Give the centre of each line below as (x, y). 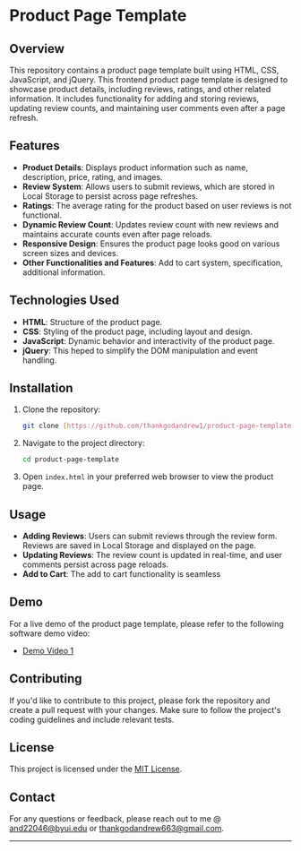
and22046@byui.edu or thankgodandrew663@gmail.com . (117, 829)
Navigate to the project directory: (83, 443)
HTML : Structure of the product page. (92, 322)
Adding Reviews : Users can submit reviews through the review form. (150, 536)
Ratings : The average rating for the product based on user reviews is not (157, 205)
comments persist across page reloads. (95, 564)
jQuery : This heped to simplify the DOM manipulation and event (140, 350)
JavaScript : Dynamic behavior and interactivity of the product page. (148, 340)
